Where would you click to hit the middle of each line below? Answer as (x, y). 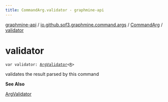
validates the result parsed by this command (52, 74)
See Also (15, 84)
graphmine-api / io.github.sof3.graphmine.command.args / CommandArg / (84, 25)
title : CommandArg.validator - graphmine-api (55, 10)
